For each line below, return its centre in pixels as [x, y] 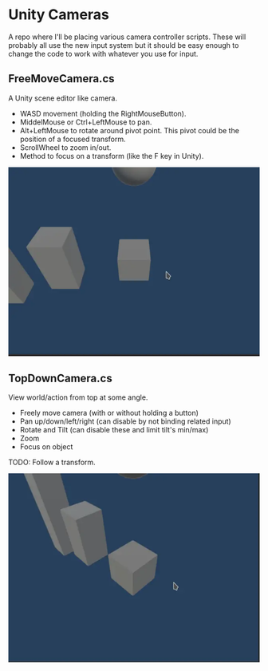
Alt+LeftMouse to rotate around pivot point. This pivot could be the [129, 130]
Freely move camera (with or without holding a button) [109, 413]
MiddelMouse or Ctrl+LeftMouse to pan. [86, 122]
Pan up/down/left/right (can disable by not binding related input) [125, 421]
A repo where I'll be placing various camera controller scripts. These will [127, 37]
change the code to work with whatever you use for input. [103, 53]
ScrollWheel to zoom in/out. [65, 147]
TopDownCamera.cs [61, 378]
